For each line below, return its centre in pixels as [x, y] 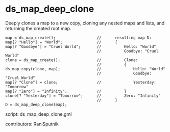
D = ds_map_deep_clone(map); [36, 104]
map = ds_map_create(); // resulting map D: [79, 38]
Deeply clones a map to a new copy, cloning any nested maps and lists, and [85, 23]
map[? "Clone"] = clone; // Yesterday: [81, 82]
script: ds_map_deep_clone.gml [39, 114]
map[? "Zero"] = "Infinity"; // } [66, 91]
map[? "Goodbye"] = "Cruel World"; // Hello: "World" [81, 46]
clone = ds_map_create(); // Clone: [72, 60]
